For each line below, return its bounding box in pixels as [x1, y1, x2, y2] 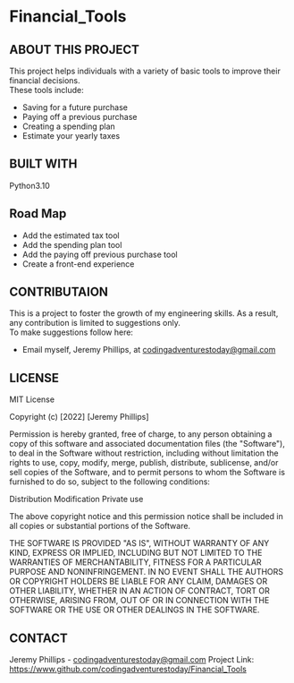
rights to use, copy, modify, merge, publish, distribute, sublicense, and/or [9, 457, 279, 468]
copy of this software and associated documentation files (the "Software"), [9, 439, 286, 449]
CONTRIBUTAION [9, 285, 109, 300]
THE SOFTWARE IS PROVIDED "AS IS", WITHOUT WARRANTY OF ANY [9, 538, 270, 549]
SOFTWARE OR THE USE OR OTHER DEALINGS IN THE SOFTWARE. [9, 604, 260, 615]
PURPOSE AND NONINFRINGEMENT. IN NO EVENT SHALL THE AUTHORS [9, 567, 284, 577]
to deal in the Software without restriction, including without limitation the [9, 448, 279, 458]
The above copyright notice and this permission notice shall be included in [9, 511, 283, 522]
